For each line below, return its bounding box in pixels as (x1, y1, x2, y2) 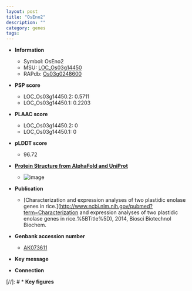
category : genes (6, 25, 46, 31)
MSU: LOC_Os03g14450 (23, 64, 82, 71)
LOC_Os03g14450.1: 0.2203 (23, 99, 91, 106)
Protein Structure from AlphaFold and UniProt (14, 163, 128, 170)
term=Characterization (23, 209, 79, 216)
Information (14, 46, 45, 53)
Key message (14, 256, 49, 263)
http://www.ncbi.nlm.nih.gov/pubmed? (59, 203, 153, 210)
